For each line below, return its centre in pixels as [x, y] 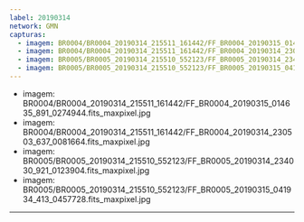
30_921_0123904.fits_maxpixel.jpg [86, 170]
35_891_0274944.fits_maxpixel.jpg [86, 113]
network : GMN [34, 26]
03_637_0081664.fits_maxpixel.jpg [86, 142]
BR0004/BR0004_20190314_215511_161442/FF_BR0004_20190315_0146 [157, 103]
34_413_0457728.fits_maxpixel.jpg [86, 199]
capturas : [28, 34]
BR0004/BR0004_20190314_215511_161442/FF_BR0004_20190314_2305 [157, 132]
